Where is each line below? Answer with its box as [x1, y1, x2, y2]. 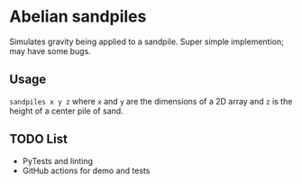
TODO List [9, 132, 68, 147]
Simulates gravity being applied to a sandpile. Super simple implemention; [9, 36, 284, 47]
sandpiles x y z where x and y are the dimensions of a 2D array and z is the [9, 96, 293, 106]
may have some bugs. [9, 45, 92, 56]
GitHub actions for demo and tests [22, 165, 151, 176]
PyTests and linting [22, 155, 93, 166]
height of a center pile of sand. [9, 105, 124, 116]
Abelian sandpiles [9, 6, 147, 27]
